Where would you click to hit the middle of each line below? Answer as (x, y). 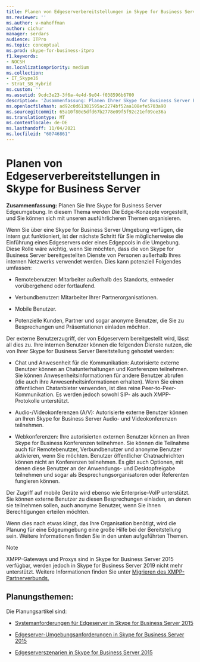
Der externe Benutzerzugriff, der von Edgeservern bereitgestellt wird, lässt (98, 338)
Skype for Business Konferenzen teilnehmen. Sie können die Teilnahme (102, 443)
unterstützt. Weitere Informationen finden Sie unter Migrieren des (86, 572)
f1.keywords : (22, 56)
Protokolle (27, 400)
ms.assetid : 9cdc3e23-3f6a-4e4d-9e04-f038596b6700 (70, 95)
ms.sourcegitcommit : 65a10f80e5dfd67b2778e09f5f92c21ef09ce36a (86, 112)
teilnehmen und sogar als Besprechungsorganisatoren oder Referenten (102, 474)
